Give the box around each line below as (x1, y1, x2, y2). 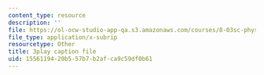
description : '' (8, 19, 61, 27)
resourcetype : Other (8, 41, 76, 48)
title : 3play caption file (8, 48, 97, 55)
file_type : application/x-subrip (8, 33, 118, 41)
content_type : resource (8, 11, 86, 20)
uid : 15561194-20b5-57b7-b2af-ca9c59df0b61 (8, 55, 153, 63)
